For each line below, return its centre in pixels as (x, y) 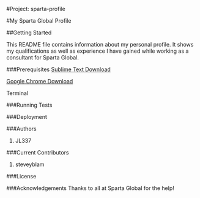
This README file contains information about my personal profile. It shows (100, 44)
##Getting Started (29, 32)
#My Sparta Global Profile (39, 21)
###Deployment (27, 117)
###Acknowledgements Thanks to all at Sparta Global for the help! (90, 188)
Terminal (17, 93)
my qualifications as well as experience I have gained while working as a (98, 51)
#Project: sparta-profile (36, 9)
